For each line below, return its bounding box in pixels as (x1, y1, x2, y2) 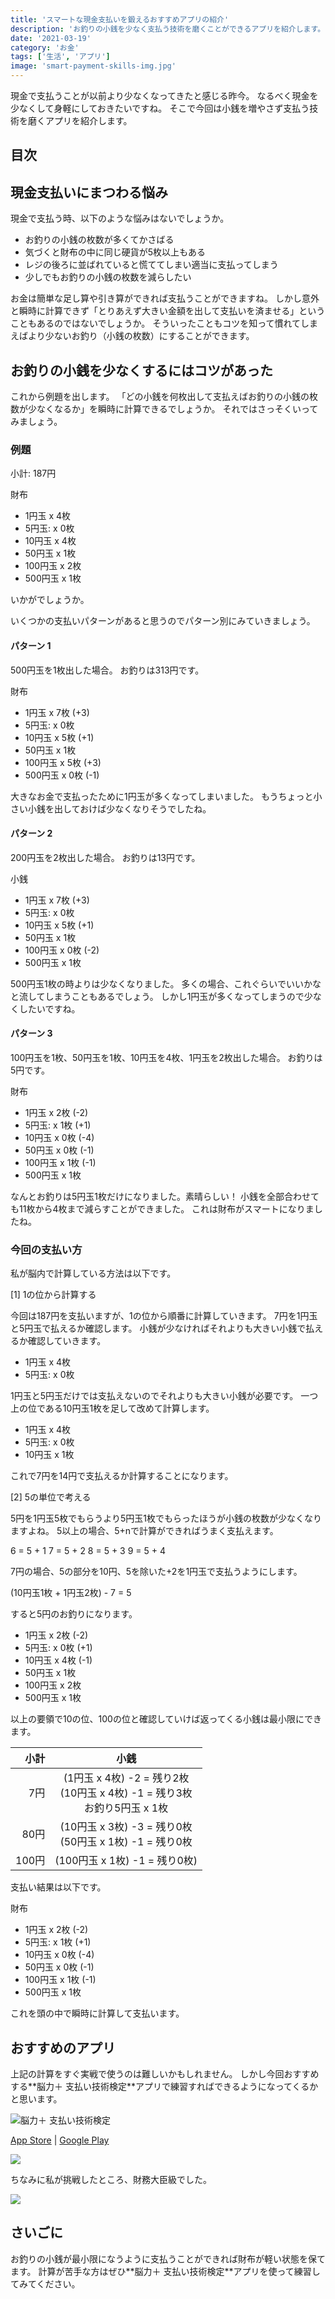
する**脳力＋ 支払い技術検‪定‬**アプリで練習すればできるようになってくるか (10, 2081, 319, 2093)
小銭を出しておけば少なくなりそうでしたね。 (27, 802, 212, 815)
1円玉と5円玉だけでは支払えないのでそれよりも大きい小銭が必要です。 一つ (10, 1390, 319, 1402)
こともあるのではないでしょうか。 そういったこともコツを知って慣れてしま (10, 317, 319, 330)
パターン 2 (10, 827, 53, 840)
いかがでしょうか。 (10, 594, 90, 606)
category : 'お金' (10, 42, 80, 53)
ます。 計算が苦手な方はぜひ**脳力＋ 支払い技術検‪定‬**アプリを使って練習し (10, 2265, 321, 2277)
